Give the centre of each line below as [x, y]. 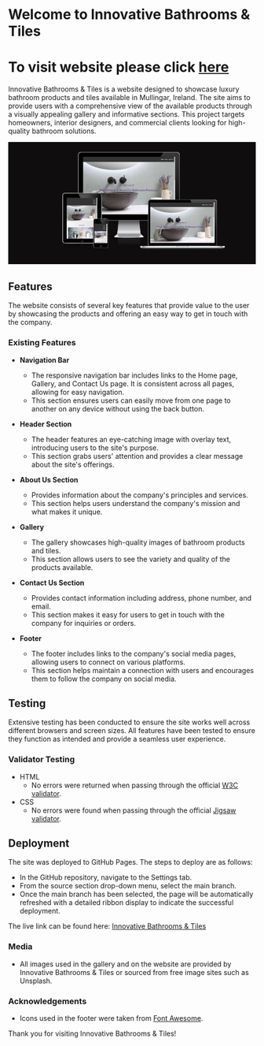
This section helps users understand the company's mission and [136, 503]
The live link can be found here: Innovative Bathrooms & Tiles [107, 926]
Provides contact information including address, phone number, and [141, 597]
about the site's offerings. [73, 464]
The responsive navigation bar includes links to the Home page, [134, 375]
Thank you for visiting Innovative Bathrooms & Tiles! [92, 1033]
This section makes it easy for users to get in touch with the [128, 614]
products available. [62, 567]
